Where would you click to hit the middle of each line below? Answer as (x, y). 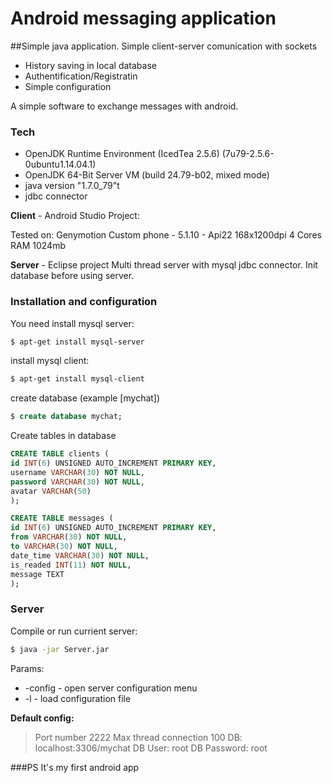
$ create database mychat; (66, 417)
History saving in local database (90, 65)
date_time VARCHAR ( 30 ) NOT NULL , (80, 555)
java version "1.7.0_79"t (72, 186)
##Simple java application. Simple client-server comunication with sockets (164, 46)
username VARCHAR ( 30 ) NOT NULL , (77, 472)
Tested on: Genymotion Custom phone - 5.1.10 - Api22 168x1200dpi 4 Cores (166, 235)
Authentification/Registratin (81, 76)
